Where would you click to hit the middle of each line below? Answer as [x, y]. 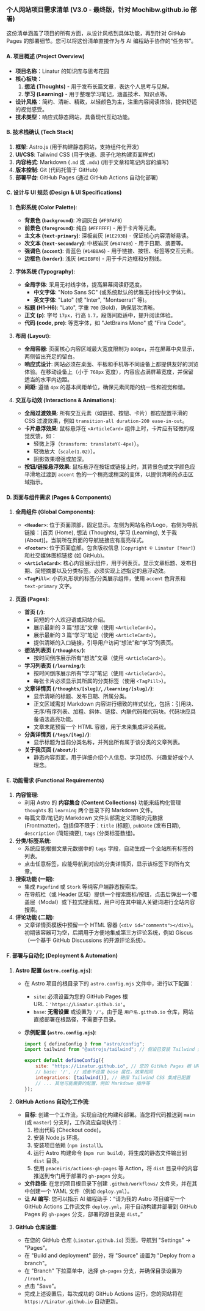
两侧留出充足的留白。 [51, 356]
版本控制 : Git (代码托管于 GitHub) [56, 170]
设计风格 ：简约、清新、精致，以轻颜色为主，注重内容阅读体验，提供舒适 [106, 102]
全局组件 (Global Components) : [55, 512]
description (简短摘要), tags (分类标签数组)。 [81, 833]
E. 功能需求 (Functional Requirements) [55, 780]
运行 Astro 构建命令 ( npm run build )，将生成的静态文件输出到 [110, 1152]
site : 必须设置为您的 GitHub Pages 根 [81, 996]
